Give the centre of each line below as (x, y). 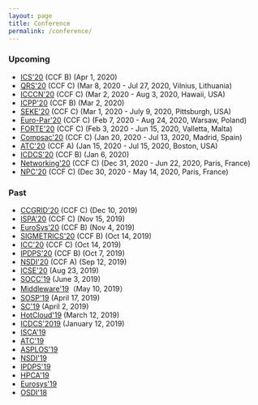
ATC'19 (32, 340)
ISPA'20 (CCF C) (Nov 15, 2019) (73, 219)
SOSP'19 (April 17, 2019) (60, 297)
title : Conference (39, 23)
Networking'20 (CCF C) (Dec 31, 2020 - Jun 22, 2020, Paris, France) (135, 163)
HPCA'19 (35, 375)
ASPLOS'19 (39, 349)
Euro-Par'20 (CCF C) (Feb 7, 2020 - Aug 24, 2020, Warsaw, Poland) (133, 120)
